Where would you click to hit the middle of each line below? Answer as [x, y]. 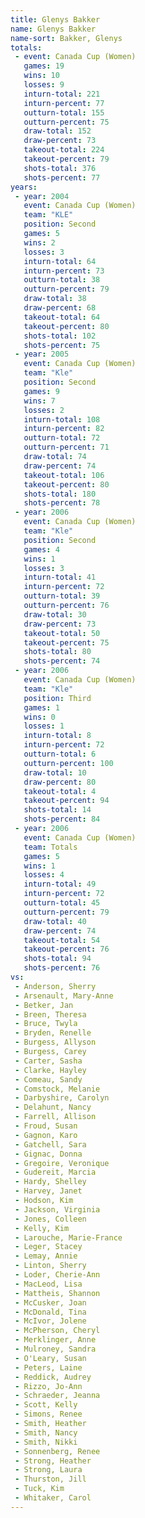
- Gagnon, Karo [46, 1135]
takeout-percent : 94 [66, 801]
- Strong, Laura [48, 1470]
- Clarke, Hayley [50, 1070]
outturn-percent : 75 [66, 122]
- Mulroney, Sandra [55, 1349]
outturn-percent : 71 [66, 447]
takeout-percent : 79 [66, 159]
